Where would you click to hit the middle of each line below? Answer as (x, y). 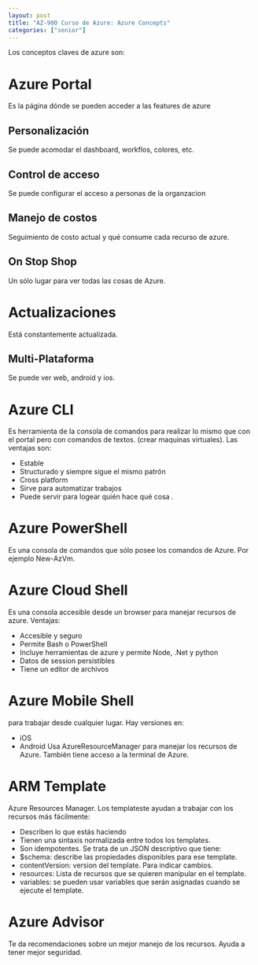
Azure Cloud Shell (68, 590)
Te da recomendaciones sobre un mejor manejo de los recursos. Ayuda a (127, 944)
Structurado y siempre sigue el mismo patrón (93, 472)
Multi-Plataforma (51, 359)
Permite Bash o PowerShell (63, 644)
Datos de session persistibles (67, 661)
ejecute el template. (52, 890)
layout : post (29, 15)
